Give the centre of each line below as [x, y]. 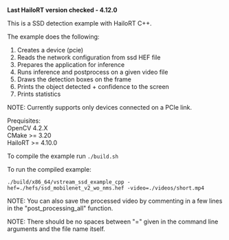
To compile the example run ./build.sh [63, 156]
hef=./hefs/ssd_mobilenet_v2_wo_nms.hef [66, 188]
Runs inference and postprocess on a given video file [92, 72]
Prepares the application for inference [71, 64]
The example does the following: [53, 37]
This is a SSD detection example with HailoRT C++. [79, 23]
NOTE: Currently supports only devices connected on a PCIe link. [100, 107]
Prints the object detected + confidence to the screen [93, 87]
